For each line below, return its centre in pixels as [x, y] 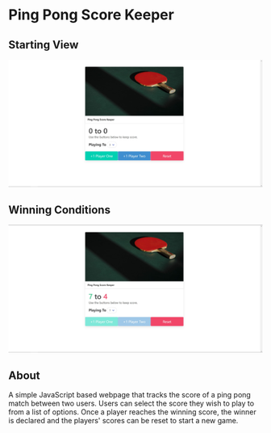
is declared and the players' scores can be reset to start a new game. [123, 421]
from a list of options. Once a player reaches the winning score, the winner [132, 412]
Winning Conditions [60, 210]
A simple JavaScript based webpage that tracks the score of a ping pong [130, 395]
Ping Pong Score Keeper [92, 15]
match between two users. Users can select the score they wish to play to [131, 404]
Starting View [44, 45]
